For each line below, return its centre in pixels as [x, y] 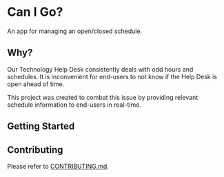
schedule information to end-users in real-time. [74, 105]
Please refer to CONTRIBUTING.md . [58, 166]
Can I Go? [35, 12]
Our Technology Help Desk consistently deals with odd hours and [100, 69]
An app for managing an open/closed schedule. [75, 31]
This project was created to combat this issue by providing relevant [103, 97]
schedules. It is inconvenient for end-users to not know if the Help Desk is [112, 76]
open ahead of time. [36, 84]
